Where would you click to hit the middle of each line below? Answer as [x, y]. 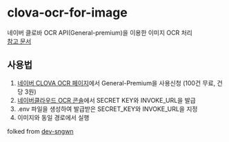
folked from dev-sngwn [40, 131]
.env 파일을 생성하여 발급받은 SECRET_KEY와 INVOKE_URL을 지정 [107, 109]
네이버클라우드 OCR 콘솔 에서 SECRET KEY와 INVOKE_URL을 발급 [107, 100]
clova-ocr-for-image [67, 13]
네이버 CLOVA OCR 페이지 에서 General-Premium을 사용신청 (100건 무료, [116, 83]
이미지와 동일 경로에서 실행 [53, 117]
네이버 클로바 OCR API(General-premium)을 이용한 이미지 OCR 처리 [100, 32]
